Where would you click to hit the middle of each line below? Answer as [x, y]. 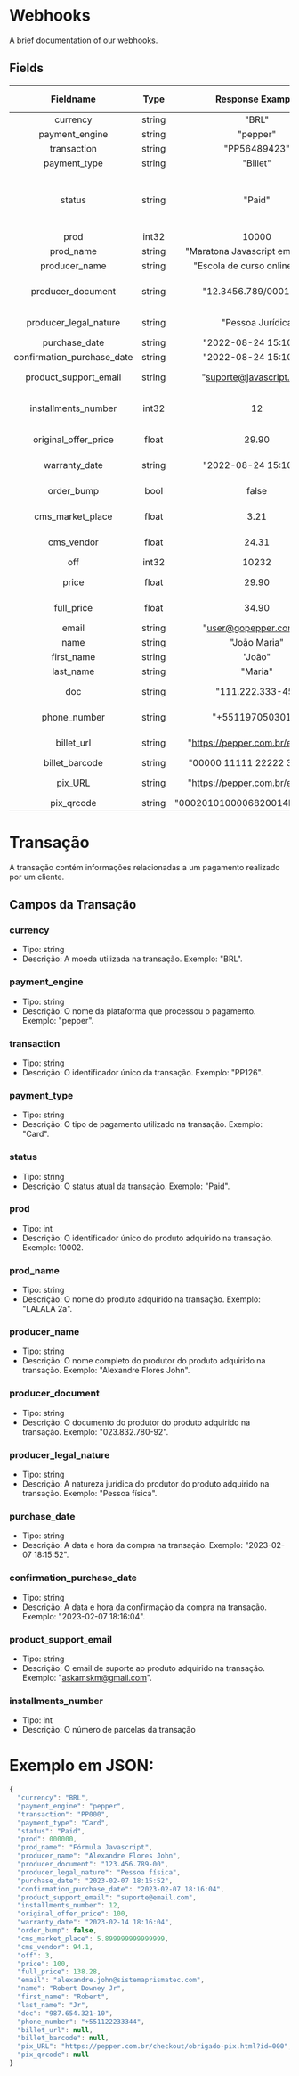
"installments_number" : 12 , [69, 1906]
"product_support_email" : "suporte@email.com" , [107, 1897]
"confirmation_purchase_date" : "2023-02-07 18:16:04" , [121, 1889]
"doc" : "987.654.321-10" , [65, 2013]
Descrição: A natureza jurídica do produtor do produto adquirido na [145, 1484]
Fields [27, 68]
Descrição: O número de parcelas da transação [109, 1730]
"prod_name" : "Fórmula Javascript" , [85, 1848]
